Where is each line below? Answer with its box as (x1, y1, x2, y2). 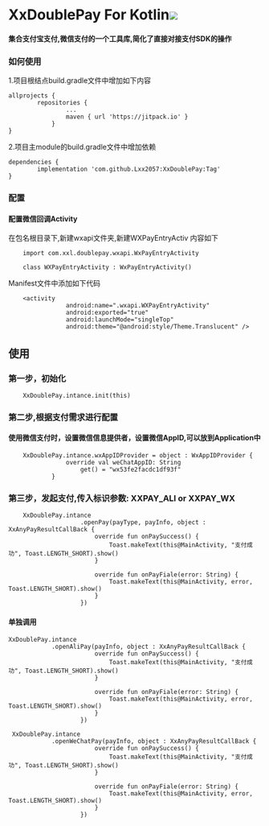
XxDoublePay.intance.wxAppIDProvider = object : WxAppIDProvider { (22, 452, 253, 460)
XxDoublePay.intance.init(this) (22, 391, 131, 399)
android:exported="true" (65, 308, 149, 317)
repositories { (37, 99, 88, 107)
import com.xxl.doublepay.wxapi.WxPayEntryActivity (22, 250, 199, 258)
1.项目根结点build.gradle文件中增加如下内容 (8, 76, 151, 85)
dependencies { (8, 159, 59, 167)
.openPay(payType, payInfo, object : (79, 518, 206, 527)
